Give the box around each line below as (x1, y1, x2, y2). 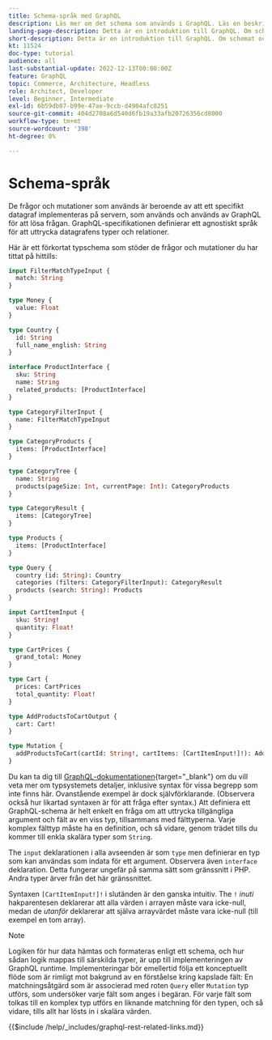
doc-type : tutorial (8, 49, 74, 57)
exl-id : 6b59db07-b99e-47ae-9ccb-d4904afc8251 (8, 102, 168, 110)
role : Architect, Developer (8, 87, 104, 96)
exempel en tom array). (8, 915, 87, 924)
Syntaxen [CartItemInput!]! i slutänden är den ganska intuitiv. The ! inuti (8, 889, 254, 898)
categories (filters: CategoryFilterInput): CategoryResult (15, 579, 223, 587)
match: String (15, 274, 63, 282)
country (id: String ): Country (15, 571, 121, 579)
